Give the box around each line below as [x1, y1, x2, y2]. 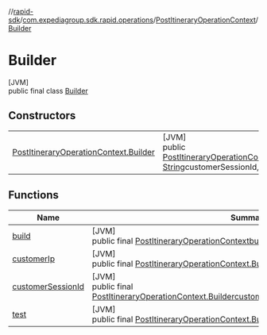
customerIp [12, 253, 56, 264]
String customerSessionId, [162, 161, 260, 172]
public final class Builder [8, 86, 89, 95]
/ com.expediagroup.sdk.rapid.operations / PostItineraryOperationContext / [19, 15, 259, 25]
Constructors [8, 109, 76, 122]
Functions [8, 188, 60, 202]
